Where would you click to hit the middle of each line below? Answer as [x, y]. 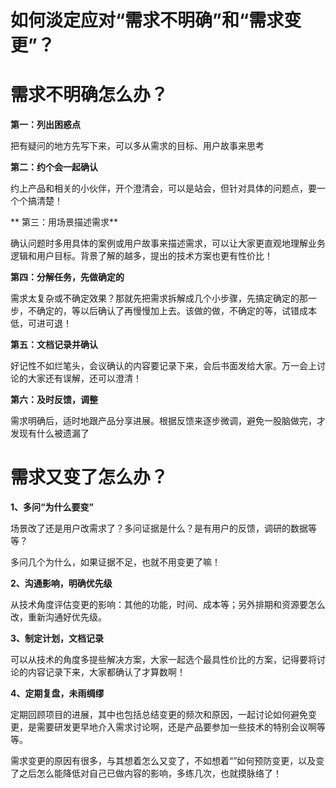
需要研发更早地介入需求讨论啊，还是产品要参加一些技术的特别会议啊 [176, 727]
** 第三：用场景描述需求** [64, 222]
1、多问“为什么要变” [52, 507]
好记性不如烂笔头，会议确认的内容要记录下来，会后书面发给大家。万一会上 [163, 366]
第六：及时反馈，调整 [54, 400]
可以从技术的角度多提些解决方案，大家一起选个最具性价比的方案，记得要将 [163, 660]
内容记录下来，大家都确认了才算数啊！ [106, 672]
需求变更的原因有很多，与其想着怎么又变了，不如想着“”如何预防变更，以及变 [167, 761]
